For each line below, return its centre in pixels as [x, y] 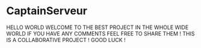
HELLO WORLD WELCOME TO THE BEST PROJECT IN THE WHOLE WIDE [97, 27]
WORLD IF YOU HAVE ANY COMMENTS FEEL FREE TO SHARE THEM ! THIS [100, 33]
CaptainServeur [47, 11]
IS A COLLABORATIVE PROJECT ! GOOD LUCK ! [66, 40]
